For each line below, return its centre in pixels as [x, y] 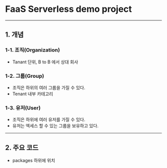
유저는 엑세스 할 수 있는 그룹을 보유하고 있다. [55, 126]
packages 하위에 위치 [34, 161]
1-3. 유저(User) [23, 108]
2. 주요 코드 [22, 147]
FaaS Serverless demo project [69, 9]
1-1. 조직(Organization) [33, 50]
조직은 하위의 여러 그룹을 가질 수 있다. [49, 87]
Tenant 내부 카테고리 [33, 94]
